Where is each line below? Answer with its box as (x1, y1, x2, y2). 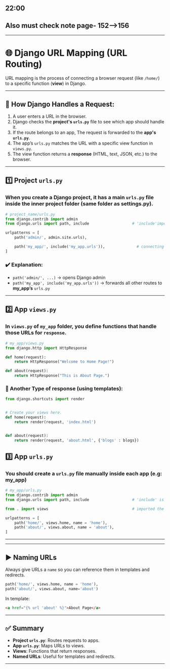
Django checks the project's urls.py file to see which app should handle (12, 118, 164, 124)
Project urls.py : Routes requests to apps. (12, 637, 100, 644)
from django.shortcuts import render (5, 396, 85, 402)
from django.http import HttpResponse (5, 345, 87, 350)
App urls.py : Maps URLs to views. (12, 643, 85, 649)
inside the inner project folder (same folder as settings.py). (5, 200, 153, 207)
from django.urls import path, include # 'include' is (5, 497, 164, 502)
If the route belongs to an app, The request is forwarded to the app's (12, 129, 156, 136)
